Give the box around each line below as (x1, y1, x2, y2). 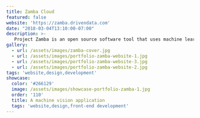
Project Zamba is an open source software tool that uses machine (14, 36, 183, 42)
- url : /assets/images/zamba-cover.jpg (11, 48, 111, 54)
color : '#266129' (11, 81, 55, 87)
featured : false (6, 14, 46, 20)
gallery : (6, 42, 28, 48)
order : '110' (11, 92, 44, 98)
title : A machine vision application (11, 97, 105, 103)
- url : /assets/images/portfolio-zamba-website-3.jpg (11, 58, 148, 64)
